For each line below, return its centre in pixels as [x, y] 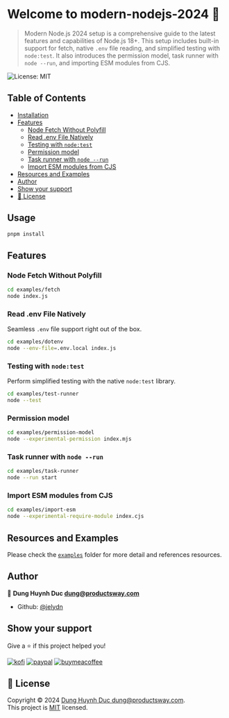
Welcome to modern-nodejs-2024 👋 [113, 14]
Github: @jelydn [40, 606]
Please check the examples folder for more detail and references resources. [114, 554]
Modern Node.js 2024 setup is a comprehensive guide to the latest [120, 33]
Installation [33, 115]
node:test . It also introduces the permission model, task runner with [121, 56]
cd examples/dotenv [35, 342]
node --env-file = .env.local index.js [62, 349]
